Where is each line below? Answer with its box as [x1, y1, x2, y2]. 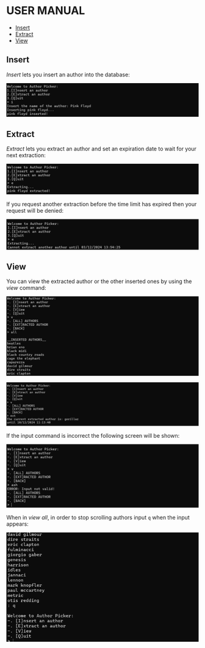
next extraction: [6, 152, 46, 159]
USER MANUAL [6, 4, 85, 18]
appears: [6, 520, 29, 528]
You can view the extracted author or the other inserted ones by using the [6, 278, 192, 285]
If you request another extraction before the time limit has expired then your [6, 200, 197, 208]
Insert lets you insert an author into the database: [6, 71, 130, 78]
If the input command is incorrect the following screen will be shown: [6, 432, 180, 440]
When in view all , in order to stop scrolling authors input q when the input [6, 514, 190, 521]
